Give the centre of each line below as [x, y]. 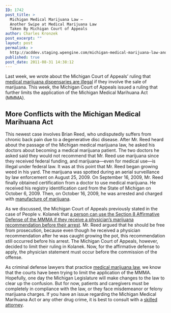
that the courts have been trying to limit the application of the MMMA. [78, 273]
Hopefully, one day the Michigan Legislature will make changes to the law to [85, 278]
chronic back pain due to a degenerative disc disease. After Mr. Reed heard [84, 140]
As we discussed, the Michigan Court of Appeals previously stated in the [81, 209]
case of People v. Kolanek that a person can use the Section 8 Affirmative [82, 214]
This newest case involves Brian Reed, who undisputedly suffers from [78, 134]
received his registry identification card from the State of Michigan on [78, 188]
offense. [14, 258]
